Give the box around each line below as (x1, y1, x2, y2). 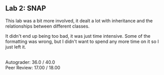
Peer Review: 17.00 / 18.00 (5, 64, 60, 70)
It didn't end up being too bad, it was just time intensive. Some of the (5, 33, 151, 39)
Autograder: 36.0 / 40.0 (5, 59, 55, 65)
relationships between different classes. (5, 23, 90, 29)
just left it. (5, 43, 27, 50)
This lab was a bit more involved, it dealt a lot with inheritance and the (5, 17, 153, 23)
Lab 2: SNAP (5, 4, 46, 13)
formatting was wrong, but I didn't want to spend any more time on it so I (5, 38, 159, 44)
